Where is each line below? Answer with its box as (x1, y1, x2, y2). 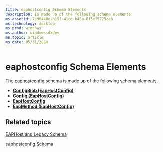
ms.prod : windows (5, 26, 42, 31)
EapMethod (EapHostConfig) (12, 103, 74, 109)
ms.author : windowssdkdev (5, 30, 59, 35)
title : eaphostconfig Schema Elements (5, 7, 86, 12)
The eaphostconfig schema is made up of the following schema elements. (5, 78, 158, 84)
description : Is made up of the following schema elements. (5, 12, 134, 17)
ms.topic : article (5, 35, 44, 40)
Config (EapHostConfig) (12, 93, 64, 99)
